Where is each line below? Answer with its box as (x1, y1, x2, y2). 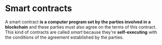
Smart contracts (5, 3, 72, 14)
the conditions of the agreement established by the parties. (5, 34, 124, 40)
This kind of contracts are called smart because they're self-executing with (5, 29, 157, 35)
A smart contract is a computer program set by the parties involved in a (5, 19, 151, 25)
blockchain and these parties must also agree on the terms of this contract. (5, 24, 157, 30)
